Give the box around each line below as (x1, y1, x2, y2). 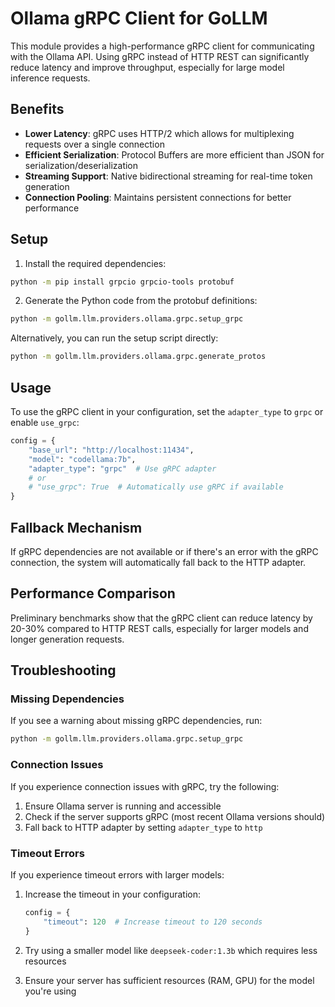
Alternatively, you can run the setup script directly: (10, 332, 219, 344)
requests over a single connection (24, 138, 165, 150)
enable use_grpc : (10, 417, 80, 428)
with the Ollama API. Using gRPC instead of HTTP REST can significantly (10, 50, 310, 62)
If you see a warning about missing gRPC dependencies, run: (10, 715, 263, 727)
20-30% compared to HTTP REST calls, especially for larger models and (10, 622, 309, 634)
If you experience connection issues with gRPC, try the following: (10, 780, 280, 792)
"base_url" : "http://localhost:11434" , (28, 445, 195, 455)
